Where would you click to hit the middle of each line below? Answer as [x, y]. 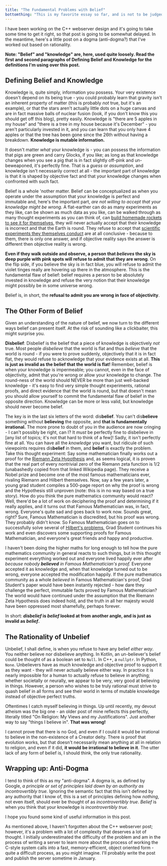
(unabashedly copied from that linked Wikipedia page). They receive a [77, 470]
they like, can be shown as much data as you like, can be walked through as [83, 212]
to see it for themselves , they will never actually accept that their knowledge [83, 223]
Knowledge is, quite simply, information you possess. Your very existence [81, 92]
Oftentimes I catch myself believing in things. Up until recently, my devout [81, 706]
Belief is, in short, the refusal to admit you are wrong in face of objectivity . [83, 295]
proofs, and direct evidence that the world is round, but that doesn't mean [81, 391]
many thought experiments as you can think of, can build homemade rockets [83, 218]
